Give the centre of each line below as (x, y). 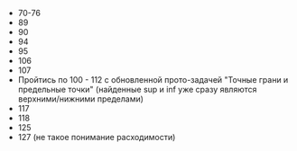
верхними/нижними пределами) (81, 99)
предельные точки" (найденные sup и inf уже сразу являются (137, 89)
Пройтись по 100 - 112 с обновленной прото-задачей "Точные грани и (153, 80)
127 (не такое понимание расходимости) (97, 137)
